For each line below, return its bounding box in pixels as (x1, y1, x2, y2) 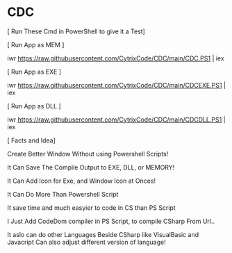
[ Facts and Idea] (7, 136, 56, 145)
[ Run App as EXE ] (7, 67, 61, 76)
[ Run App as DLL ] (7, 101, 61, 110)
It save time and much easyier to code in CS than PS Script (7, 203, 176, 212)
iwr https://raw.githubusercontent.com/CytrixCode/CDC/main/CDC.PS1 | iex (7, 54, 224, 63)
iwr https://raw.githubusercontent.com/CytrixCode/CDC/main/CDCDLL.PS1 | (7, 115, 226, 124)
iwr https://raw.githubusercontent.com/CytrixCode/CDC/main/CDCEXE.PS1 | (7, 81, 226, 89)
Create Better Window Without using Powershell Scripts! (7, 149, 169, 158)
